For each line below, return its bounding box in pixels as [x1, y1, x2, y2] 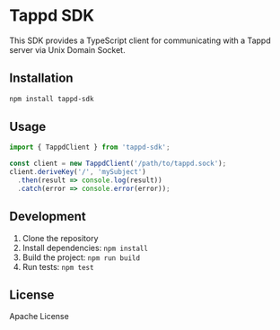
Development [9, 209, 87, 224]
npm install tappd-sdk [9, 94, 94, 103]
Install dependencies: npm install [22, 242, 148, 253]
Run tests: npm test [22, 261, 94, 272]
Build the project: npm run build [22, 252, 141, 263]
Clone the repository [22, 232, 99, 243]
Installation [9, 71, 74, 86]
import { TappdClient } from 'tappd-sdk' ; [9, 143, 171, 152]
